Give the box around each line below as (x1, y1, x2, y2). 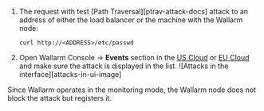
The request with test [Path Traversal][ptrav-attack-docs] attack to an (18, 7, 249, 16)
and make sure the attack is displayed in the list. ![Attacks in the (18, 61, 229, 71)
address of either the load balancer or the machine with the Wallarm (18, 15, 243, 25)
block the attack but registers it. (7, 94, 112, 102)
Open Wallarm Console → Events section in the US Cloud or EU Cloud (18, 53, 250, 62)
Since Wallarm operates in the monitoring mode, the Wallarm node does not (7, 85, 257, 94)
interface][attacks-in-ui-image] (18, 70, 122, 78)
